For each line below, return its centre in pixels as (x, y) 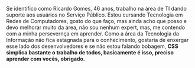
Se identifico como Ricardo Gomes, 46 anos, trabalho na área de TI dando (97, 9)
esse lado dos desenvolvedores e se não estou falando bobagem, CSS (92, 46)
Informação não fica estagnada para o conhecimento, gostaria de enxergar (97, 40)
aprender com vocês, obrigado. (46, 59)
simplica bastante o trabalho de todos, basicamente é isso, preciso (90, 52)
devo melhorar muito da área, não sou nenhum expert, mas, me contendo (95, 27)
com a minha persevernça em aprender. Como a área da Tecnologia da (92, 34)
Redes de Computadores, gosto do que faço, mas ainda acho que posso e (97, 21)
